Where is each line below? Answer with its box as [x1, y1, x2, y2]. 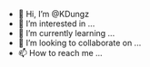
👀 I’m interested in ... [17, 18, 95, 29]
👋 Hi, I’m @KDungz [17, 9, 89, 19]
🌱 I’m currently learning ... [17, 28, 115, 38]
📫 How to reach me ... [17, 48, 103, 58]
